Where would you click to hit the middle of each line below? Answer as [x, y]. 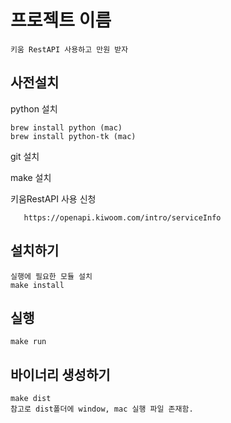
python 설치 [34, 108]
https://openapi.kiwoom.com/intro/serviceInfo [122, 217]
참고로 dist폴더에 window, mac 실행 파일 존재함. [102, 409]
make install [37, 285]
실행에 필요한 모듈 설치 [51, 276]
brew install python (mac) [66, 127]
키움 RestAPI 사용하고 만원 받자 [69, 49]
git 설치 [25, 156]
